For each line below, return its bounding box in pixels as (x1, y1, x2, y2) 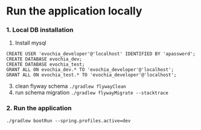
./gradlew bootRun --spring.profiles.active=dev (6, 117, 131, 124)
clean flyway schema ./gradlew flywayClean (14, 82, 127, 90)
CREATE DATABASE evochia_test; (6, 61, 85, 67)
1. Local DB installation (6, 26, 74, 34)
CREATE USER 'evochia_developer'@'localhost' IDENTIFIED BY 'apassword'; (6, 51, 196, 57)
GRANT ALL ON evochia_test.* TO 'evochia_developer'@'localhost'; (6, 72, 177, 78)
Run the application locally (6, 4, 142, 18)
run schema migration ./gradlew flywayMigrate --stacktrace (14, 89, 169, 96)
